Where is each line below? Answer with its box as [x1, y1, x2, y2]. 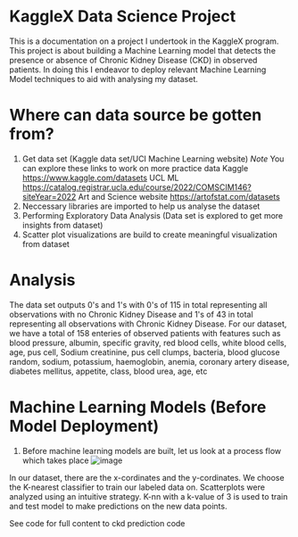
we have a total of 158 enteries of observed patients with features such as [9, 327, 281, 338]
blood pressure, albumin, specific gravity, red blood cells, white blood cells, [9, 337, 287, 348]
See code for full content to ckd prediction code [9, 517, 186, 528]
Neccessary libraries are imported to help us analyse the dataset [21, 201, 261, 211]
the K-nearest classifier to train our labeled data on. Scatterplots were [9, 482, 266, 492]
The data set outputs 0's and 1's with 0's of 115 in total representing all [9, 299, 268, 310]
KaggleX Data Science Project [9, 6, 236, 27]
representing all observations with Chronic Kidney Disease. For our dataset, [9, 318, 287, 329]
